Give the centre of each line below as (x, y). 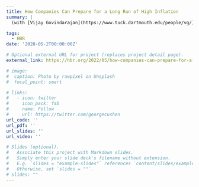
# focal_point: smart (34, 82)
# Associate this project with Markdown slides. (70, 153)
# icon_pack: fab (33, 104)
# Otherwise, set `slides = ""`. (50, 169)
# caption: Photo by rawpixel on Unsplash (61, 76)
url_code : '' (22, 120)
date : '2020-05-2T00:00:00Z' (42, 44)
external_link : (25, 60)
